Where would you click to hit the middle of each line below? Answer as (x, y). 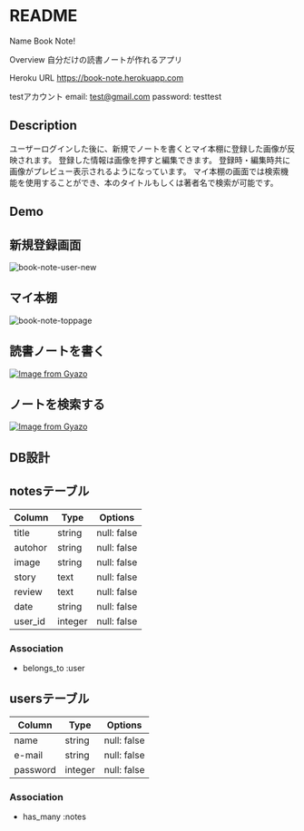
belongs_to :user (54, 668)
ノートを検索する (57, 404)
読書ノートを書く (57, 352)
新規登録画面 (45, 244)
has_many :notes (54, 816)
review (28, 591)
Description (43, 126)
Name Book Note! (42, 41)
